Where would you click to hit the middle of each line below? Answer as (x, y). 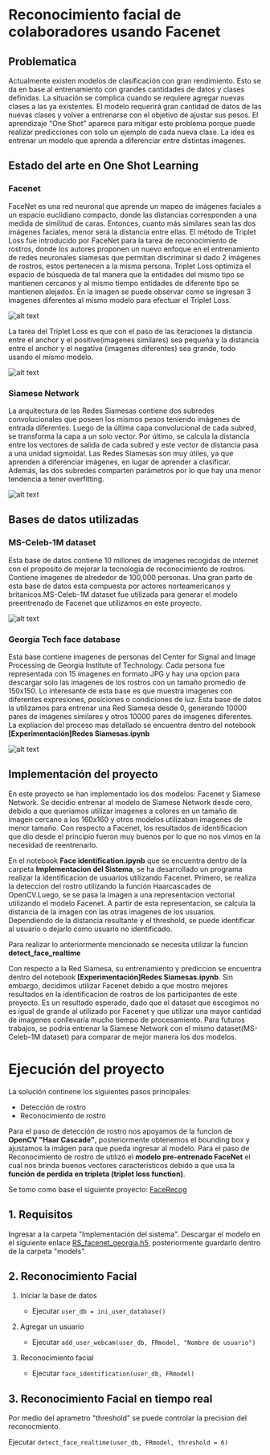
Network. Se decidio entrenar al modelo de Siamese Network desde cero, (131, 802)
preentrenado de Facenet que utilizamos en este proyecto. (105, 603)
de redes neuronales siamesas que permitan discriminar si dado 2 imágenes (135, 257)
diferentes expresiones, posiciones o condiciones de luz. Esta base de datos (135, 699)
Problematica (43, 61)
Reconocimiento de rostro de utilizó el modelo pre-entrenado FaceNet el (129, 1157)
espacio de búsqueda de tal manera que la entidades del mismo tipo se (127, 274)
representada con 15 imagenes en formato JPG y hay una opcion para (124, 673)
